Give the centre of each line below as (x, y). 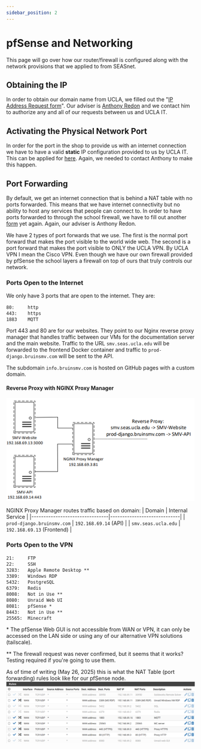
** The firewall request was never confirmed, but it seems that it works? (95, 653)
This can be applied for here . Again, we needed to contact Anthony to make (100, 159)
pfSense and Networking (70, 43)
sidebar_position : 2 (32, 13)
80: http (22, 308)
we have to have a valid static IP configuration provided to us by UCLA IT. (97, 152)
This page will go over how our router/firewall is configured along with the (97, 59)
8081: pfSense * (29, 606)
